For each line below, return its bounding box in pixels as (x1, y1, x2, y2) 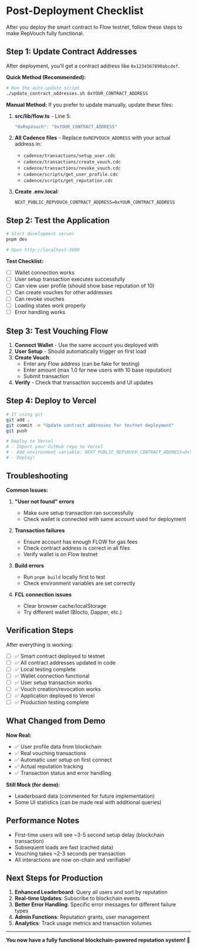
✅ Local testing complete (14, 665, 76, 672)
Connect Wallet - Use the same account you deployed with (14, 342, 159, 349)
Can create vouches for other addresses (14, 289, 113, 295)
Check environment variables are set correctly (23, 579, 136, 587)
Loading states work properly (14, 302, 86, 309)
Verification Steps (6, 625, 74, 635)
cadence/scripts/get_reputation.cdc (23, 178, 113, 184)
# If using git (6, 411, 43, 417)
